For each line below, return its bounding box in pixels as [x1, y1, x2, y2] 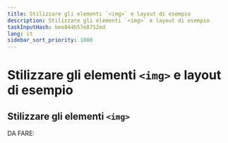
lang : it [7, 30, 33, 38]
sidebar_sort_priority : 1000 [7, 37, 93, 44]
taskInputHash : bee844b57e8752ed [7, 23, 106, 30]
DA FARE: [7, 129, 35, 138]
